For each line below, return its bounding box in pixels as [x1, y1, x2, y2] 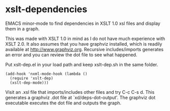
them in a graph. [5, 25, 40, 31]
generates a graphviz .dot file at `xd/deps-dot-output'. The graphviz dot [5, 94, 156, 100]
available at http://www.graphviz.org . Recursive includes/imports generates [5, 46, 164, 52]
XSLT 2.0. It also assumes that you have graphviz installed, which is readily [5, 41, 162, 47]
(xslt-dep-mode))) [10, 80, 49, 85]
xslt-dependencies [5, 4, 88, 15]
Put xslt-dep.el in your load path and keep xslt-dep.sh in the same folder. [5, 61, 158, 67]
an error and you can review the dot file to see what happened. [5, 52, 137, 58]
